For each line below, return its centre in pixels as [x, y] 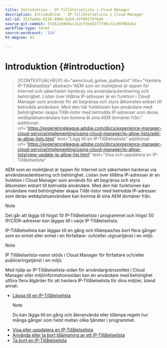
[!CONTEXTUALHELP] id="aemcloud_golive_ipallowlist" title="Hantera [89, 80]
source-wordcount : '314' [31, 33]
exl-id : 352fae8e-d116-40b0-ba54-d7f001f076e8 [54, 19]
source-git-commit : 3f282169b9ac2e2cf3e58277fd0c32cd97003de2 [71, 24]
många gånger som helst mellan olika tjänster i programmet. [74, 320]
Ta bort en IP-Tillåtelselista [40, 340]
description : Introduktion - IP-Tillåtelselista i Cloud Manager [74, 14]
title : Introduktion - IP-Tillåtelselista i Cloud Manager [68, 10]
